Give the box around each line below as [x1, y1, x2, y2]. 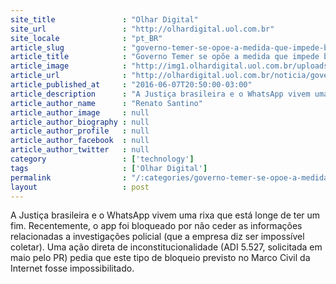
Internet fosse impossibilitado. [10, 262, 135, 275]
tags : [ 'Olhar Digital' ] [10, 163, 208, 173]
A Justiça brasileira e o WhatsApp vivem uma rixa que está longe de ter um [10, 209, 321, 221]
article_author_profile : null [10, 126, 150, 136]
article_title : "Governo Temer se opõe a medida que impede [10, 52, 320, 62]
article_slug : [10, 42, 128, 53]
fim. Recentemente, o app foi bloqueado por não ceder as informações [10, 220, 303, 232]
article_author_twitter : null [10, 145, 150, 155]
